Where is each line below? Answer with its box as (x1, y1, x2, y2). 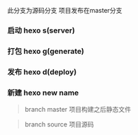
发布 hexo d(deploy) (7, 66, 77, 76)
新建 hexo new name (7, 88, 79, 98)
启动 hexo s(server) (7, 25, 76, 35)
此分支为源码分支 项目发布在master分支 (7, 6, 122, 14)
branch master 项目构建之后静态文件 (24, 105, 132, 114)
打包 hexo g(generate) (7, 46, 85, 56)
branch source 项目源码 (24, 120, 94, 129)
